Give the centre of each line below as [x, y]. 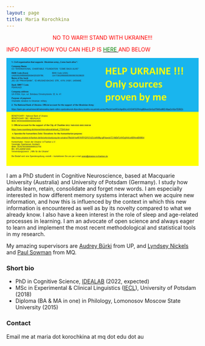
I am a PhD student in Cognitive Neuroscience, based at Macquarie [91, 176]
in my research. [26, 234]
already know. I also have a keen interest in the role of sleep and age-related [102, 214]
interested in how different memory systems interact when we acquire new [100, 195]
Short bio [20, 268]
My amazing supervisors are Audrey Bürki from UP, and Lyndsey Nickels [98, 246]
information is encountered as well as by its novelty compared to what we [99, 208]
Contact [19, 323]
